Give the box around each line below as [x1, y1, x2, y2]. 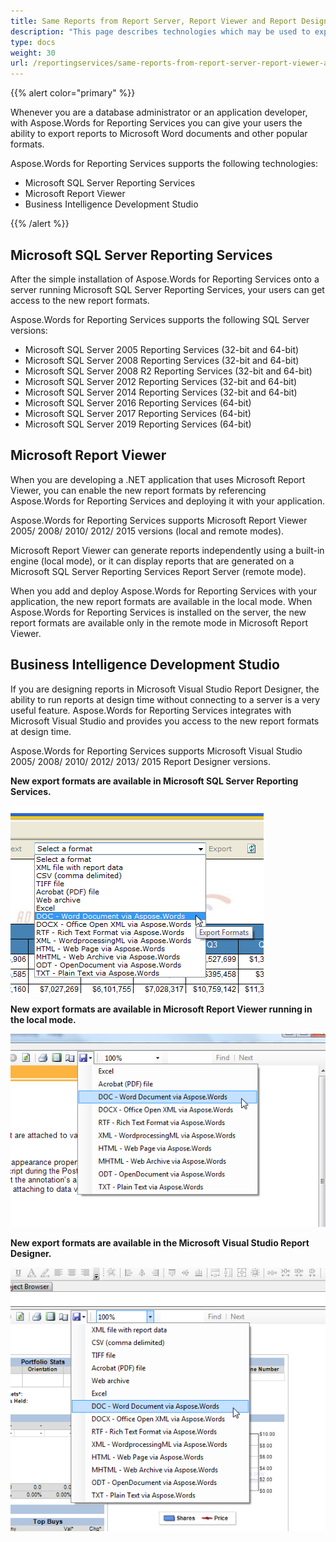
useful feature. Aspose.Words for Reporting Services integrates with [10, 704, 292, 716]
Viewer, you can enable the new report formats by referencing [10, 484, 267, 496]
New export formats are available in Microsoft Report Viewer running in [10, 1003, 313, 1015]
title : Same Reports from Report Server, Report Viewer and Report [10, 16, 298, 26]
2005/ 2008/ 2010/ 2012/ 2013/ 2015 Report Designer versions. [10, 755, 271, 767]
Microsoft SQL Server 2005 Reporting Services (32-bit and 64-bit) [24, 343, 300, 355]
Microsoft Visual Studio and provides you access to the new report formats [10, 715, 320, 727]
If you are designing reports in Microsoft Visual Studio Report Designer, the [10, 683, 320, 695]
